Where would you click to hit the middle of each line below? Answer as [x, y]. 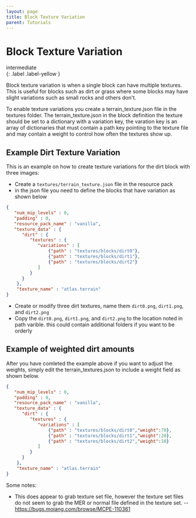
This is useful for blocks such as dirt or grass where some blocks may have [97, 92]
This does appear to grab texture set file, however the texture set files [99, 496]
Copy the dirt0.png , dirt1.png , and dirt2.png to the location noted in [99, 318]
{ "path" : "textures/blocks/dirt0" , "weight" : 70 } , [110, 430]
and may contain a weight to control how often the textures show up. [89, 134]
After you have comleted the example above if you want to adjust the [89, 363]
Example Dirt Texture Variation [63, 152]
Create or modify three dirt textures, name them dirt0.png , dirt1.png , [99, 306]
